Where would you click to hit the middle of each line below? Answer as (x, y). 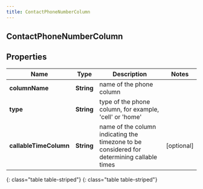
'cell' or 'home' (121, 117)
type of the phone (125, 102)
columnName (29, 88)
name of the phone (126, 84)
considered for (120, 149)
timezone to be (121, 142)
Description (130, 74)
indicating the (119, 134)
